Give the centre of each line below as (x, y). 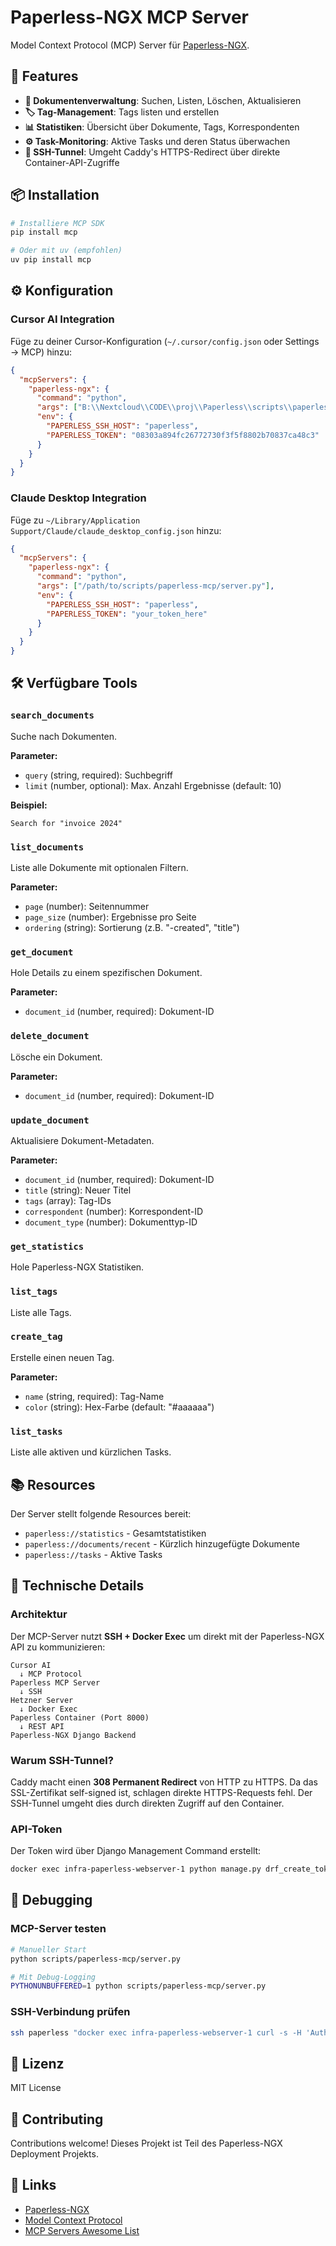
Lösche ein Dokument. (56, 1057)
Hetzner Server (42, 1700)
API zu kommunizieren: (58, 1647)
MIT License (36, 2088)
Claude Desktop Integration (78, 498)
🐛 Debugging (51, 1900)
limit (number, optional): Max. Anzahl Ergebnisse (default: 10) (153, 785)
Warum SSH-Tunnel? (62, 1760)
